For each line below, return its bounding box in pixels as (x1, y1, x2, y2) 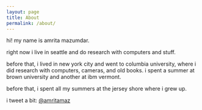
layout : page (6, 9, 40, 15)
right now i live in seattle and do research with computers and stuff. (6, 49, 176, 56)
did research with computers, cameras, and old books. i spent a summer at (6, 67, 195, 74)
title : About (6, 15, 40, 21)
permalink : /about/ (6, 20, 56, 26)
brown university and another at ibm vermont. (6, 74, 121, 81)
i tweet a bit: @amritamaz (6, 97, 71, 104)
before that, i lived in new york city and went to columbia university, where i (6, 60, 197, 67)
